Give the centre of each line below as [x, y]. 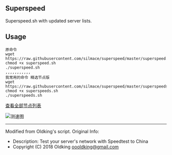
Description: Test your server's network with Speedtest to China [80, 141]
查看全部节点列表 [23, 105]
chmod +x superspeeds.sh [32, 91]
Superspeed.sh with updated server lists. [49, 20]
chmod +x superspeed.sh [31, 63]
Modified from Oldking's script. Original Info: [52, 131]
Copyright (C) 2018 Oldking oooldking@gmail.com [66, 147]
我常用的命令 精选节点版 [27, 77]
